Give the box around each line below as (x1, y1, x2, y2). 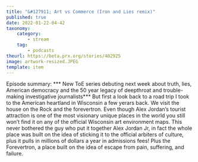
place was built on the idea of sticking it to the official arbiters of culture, (6, 131, 184, 138)
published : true (6, 14, 46, 20)
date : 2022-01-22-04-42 (6, 20, 65, 26)
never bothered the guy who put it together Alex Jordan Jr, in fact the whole (6, 124, 193, 132)
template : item (6, 64, 44, 70)
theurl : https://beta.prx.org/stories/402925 (6, 53, 121, 59)
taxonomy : (6, 25, 31, 32)
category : (17, 31, 42, 37)
